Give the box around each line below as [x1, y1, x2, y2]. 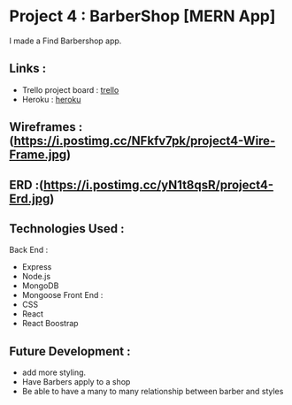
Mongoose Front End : [21, 290, 104, 301]
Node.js [21, 271, 51, 282]
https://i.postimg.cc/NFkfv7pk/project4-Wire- [13, 134, 276, 149]
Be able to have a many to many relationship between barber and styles [21, 386, 284, 397]
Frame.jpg [9, 148, 67, 163]
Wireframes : [9, 119, 83, 134]
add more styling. [21, 367, 87, 378]
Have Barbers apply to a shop [21, 377, 131, 387]
